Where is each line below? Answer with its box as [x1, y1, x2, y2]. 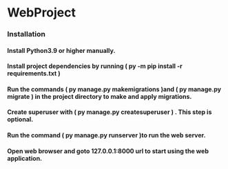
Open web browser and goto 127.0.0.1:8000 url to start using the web [7, 146, 209, 155]
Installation [7, 30, 46, 39]
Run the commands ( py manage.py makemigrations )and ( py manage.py [7, 84, 222, 93]
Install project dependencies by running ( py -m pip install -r [7, 62, 183, 70]
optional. [7, 115, 34, 124]
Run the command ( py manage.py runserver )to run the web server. [7, 131, 206, 139]
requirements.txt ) [7, 69, 61, 78]
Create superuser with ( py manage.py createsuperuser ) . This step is [7, 108, 212, 116]
